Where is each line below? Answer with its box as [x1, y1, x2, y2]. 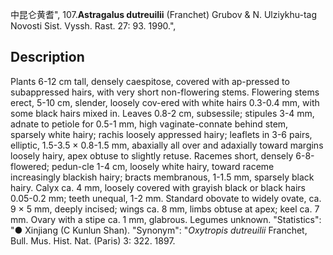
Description [10, 49, 85, 66]
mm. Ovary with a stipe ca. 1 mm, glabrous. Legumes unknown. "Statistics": [10, 213, 322, 225]
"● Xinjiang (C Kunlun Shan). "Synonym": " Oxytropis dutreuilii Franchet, [10, 224, 308, 236]
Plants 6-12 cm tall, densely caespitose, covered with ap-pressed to [10, 75, 290, 87]
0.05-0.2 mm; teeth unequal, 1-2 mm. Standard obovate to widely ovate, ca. [10, 192, 322, 204]
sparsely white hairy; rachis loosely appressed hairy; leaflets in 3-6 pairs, [10, 128, 313, 140]
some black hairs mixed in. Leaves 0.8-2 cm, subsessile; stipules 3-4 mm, [10, 107, 315, 119]
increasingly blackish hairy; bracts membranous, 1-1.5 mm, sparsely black [10, 171, 315, 183]
